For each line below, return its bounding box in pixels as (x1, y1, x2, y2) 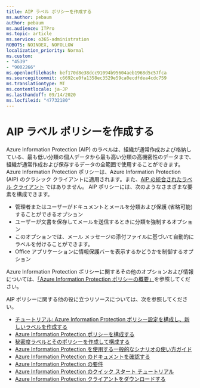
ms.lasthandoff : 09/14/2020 (6, 92, 76, 98)
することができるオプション (14, 210, 84, 218)
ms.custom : (6, 53, 33, 59)
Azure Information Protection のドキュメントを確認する (14, 353, 150, 360)
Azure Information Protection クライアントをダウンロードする (14, 375, 166, 382)
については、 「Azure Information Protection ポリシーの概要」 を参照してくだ (6, 275, 191, 283)
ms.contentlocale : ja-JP (6, 86, 68, 92)
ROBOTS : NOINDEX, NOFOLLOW (6, 42, 73, 48)
